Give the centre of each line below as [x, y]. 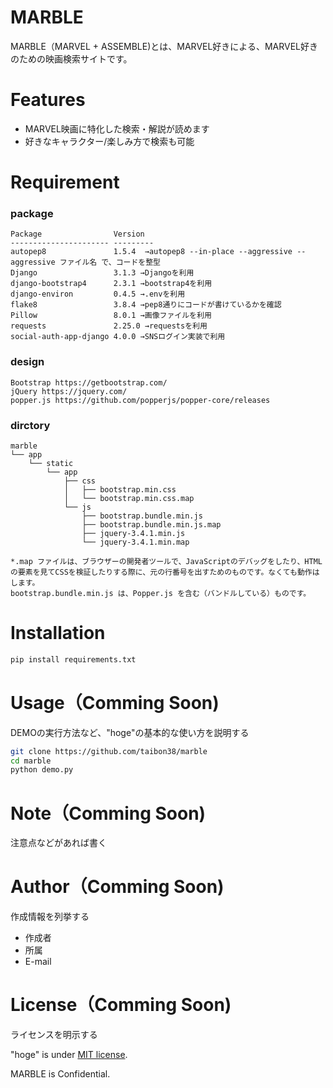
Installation [58, 633]
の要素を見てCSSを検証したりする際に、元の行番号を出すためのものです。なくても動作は [165, 572]
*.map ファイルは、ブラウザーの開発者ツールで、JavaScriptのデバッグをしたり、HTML [166, 561]
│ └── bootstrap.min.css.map [129, 498]
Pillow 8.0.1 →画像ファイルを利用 [111, 316]
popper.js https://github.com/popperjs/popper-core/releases [140, 400]
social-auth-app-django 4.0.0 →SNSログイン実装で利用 [118, 337]
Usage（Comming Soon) [115, 702]
